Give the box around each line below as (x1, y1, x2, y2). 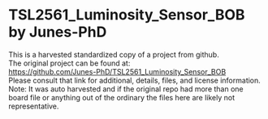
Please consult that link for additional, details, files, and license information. (8, 75, 262, 85)
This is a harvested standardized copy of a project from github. (8, 49, 219, 59)
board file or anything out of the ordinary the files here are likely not (8, 92, 236, 102)
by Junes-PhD (8, 23, 107, 41)
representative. (8, 101, 59, 111)
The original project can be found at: (8, 58, 131, 68)
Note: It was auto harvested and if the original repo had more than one (8, 83, 244, 94)
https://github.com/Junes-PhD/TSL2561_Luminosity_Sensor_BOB (8, 66, 227, 76)
